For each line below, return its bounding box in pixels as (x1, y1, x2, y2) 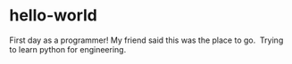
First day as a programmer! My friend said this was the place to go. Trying (9, 35, 284, 45)
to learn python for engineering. (9, 44, 127, 54)
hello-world (9, 5, 98, 26)
